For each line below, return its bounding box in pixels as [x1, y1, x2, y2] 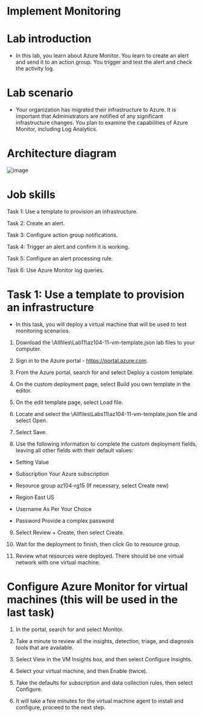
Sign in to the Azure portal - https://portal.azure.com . [15, 357, 149, 364]
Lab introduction [7, 32, 92, 46]
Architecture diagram [7, 147, 117, 160]
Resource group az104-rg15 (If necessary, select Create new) [15, 481, 169, 489]
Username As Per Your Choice [15, 505, 92, 512]
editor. [15, 386, 32, 394]
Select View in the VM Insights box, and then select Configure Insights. [15, 655, 193, 662]
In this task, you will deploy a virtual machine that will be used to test [15, 320, 187, 328]
